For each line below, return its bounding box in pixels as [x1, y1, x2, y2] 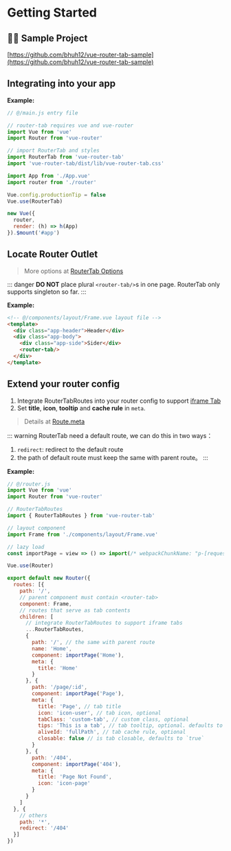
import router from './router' [7, 179, 97, 186]
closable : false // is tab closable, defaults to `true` [37, 735, 205, 742]
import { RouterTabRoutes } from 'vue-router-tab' [7, 512, 155, 519]
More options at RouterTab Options [23, 267, 124, 275]
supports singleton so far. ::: [7, 288, 87, 296]
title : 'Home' [37, 664, 78, 672]
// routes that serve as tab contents [19, 607, 131, 614]
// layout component [7, 524, 67, 532]
